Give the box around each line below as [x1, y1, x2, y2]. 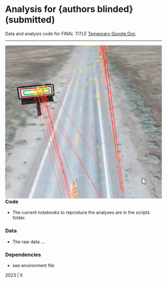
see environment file [12, 263, 55, 269]
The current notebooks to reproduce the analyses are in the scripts [12, 210, 150, 216]
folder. [12, 215, 26, 221]
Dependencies [5, 251, 41, 258]
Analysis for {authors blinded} [5, 3, 133, 15]
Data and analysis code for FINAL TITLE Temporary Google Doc [5, 30, 136, 36]
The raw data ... [12, 239, 45, 245]
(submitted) [5, 14, 55, 25]
